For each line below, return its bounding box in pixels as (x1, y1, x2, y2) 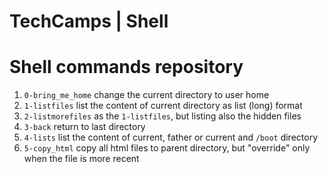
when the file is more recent (23, 153, 140, 165)
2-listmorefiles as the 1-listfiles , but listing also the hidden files (23, 110, 302, 122)
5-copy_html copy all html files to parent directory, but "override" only (23, 142, 311, 154)
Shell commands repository (9, 56, 244, 79)
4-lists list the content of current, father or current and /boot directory (23, 131, 319, 144)
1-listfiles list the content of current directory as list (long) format (23, 100, 303, 112)
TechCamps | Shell (9, 10, 169, 33)
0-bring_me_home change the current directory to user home (23, 89, 270, 101)
